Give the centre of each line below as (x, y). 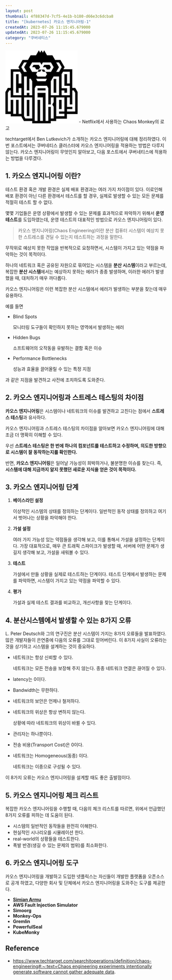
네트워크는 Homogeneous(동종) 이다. (51, 756)
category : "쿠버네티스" (28, 38)
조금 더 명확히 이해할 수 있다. (34, 435)
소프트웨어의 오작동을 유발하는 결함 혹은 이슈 (58, 348)
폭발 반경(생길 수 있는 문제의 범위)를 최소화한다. (60, 845)
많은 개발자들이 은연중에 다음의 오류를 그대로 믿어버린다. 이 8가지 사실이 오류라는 (86, 640)
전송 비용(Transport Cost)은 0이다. (48, 745)
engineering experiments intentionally (112, 966)
